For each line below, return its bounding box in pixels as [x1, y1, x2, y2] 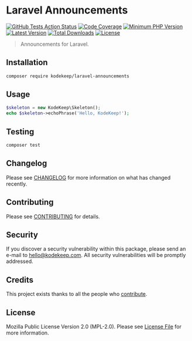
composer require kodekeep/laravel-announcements [6, 73, 130, 79]
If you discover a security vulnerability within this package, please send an [6, 245, 186, 252]
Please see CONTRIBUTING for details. [6, 212, 101, 220]
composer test [6, 142, 41, 148]
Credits [6, 275, 34, 285]
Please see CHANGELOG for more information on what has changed [6, 174, 171, 181]
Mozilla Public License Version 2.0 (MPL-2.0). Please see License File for [6, 323, 181, 330]
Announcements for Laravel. [20, 40, 89, 48]
